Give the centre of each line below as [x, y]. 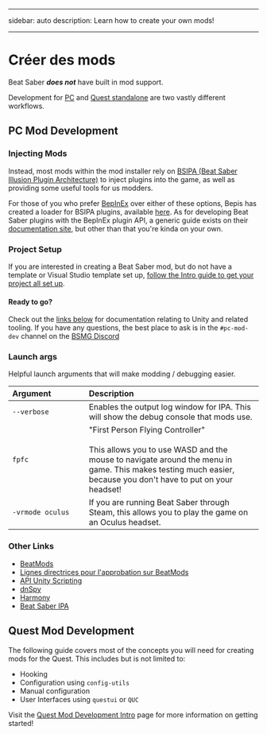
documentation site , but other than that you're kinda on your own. [116, 228]
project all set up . [37, 283]
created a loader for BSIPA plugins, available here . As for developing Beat [128, 212]
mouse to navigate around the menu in [161, 460]
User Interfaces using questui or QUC [79, 699]
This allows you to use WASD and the [158, 450]
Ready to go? [31, 301]
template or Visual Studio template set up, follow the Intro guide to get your [131, 274]
